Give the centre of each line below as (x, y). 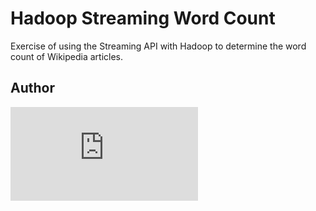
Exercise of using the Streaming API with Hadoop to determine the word (158, 46)
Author (32, 88)
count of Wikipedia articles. (67, 56)
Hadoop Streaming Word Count (143, 18)
